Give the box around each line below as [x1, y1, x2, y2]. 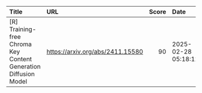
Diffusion [9, 70, 35, 78]
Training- [9, 25, 37, 33]
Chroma [9, 40, 32, 48]
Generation [9, 63, 41, 70]
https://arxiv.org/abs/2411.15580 [46, 48, 143, 55]
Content [9, 55, 32, 63]
